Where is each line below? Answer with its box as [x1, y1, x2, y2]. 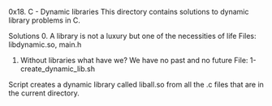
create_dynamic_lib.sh [19, 64, 96, 74]
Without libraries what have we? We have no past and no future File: [19, 56, 248, 65]
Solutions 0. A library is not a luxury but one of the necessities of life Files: [8, 32, 257, 40]
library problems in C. [8, 15, 81, 25]
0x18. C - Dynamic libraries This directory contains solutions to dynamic [8, 7, 249, 16]
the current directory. [8, 88, 80, 98]
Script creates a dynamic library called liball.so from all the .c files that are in [8, 80, 264, 89]
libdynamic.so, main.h [8, 40, 82, 49]
